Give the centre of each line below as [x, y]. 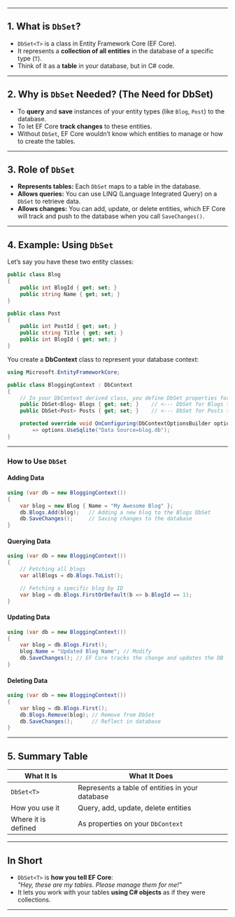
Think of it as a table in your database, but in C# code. [96, 66]
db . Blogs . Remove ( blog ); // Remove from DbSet [87, 715]
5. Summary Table [48, 756]
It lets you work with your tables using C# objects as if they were [112, 892]
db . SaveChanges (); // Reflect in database [90, 721]
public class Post [34, 313]
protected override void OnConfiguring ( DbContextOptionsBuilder [115, 424]
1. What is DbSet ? [44, 26]
